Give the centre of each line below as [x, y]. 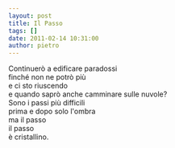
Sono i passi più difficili [47, 103]
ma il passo [27, 120]
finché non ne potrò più [47, 77]
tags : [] [23, 31]
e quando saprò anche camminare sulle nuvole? [88, 94]
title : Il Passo [35, 23]
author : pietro [34, 46]
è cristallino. [29, 137]
